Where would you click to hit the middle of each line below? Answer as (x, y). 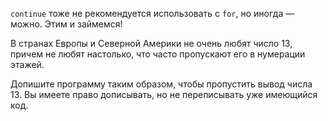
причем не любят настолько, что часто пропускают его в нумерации (158, 54)
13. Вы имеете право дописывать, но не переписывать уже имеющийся (164, 94)
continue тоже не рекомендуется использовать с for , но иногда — (152, 13)
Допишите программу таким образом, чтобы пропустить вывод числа (161, 84)
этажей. (27, 64)
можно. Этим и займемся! (66, 24)
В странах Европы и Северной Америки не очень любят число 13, (151, 43)
